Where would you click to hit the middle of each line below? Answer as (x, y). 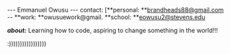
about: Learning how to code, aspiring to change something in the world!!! (113, 30)
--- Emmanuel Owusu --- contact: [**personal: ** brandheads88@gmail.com (115, 10)
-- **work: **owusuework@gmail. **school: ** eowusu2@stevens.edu (106, 17)
